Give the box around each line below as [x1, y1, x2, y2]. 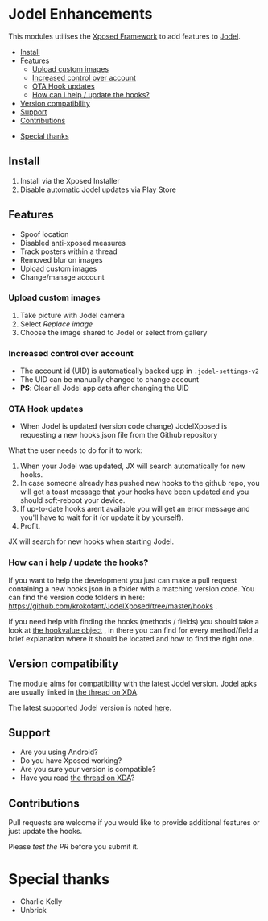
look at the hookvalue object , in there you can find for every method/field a [8, 625, 259, 635]
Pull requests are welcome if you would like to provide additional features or [8, 818, 260, 828]
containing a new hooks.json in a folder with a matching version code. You [8, 583, 255, 593]
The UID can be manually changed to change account [19, 375, 200, 384]
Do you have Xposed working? [19, 756, 122, 765]
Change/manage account [19, 272, 105, 282]
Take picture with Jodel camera [19, 310, 125, 320]
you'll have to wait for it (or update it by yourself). [19, 512, 184, 522]
